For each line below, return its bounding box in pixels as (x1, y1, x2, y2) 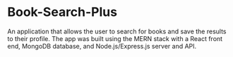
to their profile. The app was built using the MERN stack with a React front (7, 34, 223, 42)
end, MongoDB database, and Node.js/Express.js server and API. (7, 42, 197, 50)
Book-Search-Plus (7, 4, 118, 20)
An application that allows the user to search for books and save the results (7, 27, 227, 35)
